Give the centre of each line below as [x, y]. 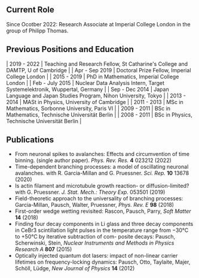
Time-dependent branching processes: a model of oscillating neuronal [102, 167]
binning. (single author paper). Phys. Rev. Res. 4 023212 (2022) [93, 160]
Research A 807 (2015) [43, 249]
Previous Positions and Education [70, 49]
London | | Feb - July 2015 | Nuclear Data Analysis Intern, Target [85, 83]
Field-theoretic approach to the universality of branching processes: [99, 198]
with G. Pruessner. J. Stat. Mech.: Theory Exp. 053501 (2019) [90, 192]
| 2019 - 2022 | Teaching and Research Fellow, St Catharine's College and [97, 64]
